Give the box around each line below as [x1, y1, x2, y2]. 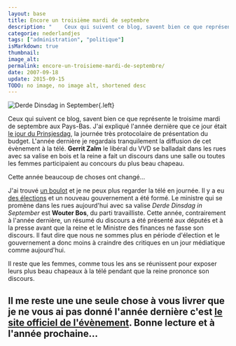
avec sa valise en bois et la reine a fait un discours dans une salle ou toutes [8, 152, 225, 160]
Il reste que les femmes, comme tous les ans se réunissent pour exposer [8, 260, 217, 268]
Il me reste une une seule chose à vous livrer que [8, 295, 225, 307]
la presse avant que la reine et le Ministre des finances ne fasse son [8, 223, 204, 232]
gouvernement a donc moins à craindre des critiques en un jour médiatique [8, 239, 225, 247]
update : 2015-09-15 [8, 75, 65, 83]
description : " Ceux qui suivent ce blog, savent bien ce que [8, 23, 202, 30]
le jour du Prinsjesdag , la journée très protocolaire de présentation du [8, 130, 209, 138]
